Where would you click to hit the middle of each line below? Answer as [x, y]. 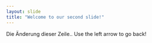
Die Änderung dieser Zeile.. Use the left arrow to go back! [76, 34]
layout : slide [24, 11]
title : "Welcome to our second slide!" [55, 17]
